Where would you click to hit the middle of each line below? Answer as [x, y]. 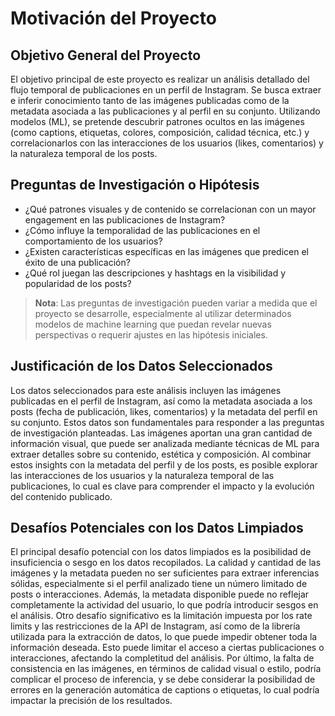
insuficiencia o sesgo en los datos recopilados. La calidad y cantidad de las [166, 563]
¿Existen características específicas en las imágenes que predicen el [166, 251]
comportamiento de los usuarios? [93, 241]
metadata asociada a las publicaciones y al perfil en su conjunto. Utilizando [165, 111]
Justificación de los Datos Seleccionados [141, 366]
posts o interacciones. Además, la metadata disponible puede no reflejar [160, 594]
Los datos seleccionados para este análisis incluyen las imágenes [146, 390]
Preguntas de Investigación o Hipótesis [135, 185]
